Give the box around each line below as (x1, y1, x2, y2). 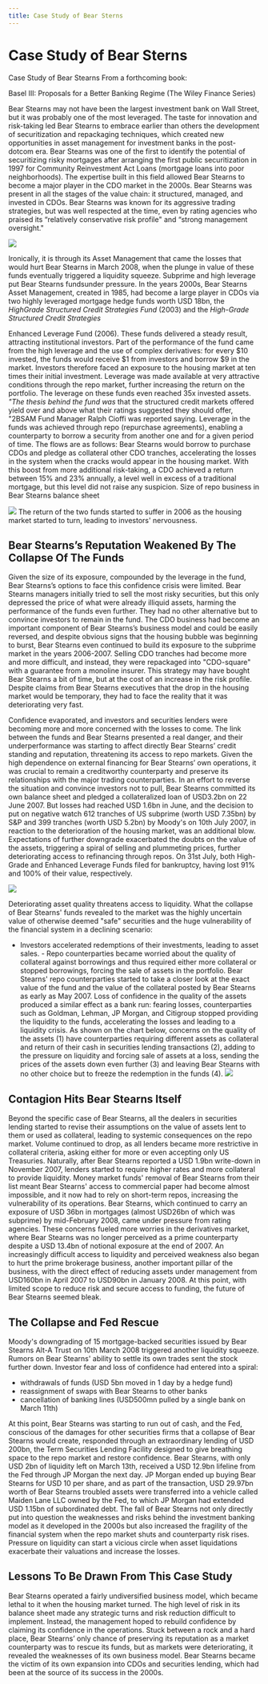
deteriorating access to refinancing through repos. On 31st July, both (8, 852, 236, 861)
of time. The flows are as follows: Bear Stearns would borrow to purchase (8, 439, 251, 449)
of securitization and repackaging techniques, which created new (8, 129, 225, 139)
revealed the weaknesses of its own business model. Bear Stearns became (8, 1650, 256, 1660)
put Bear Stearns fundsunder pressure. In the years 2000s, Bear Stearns (8, 279, 248, 288)
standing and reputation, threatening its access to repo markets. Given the (8, 750, 254, 759)
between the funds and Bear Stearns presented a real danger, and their (8, 732, 243, 742)
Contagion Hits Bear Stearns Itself (8, 1092, 182, 1106)
